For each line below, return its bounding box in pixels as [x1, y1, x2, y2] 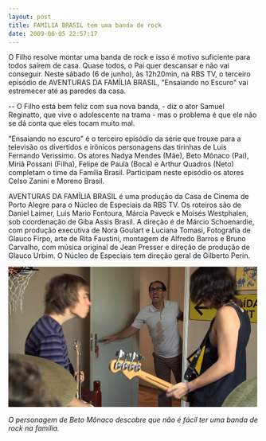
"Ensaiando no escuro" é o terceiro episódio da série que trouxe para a [8, 134, 241, 143]
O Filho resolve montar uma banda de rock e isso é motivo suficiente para [8, 53, 251, 62]
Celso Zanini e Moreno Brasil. [8, 176, 105, 186]
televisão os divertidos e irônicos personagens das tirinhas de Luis [8, 142, 227, 152]
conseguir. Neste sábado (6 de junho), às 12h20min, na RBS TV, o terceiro [8, 69, 251, 79]
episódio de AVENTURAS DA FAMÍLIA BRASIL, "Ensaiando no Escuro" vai [8, 78, 248, 88]
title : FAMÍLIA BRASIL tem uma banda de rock [8, 21, 162, 29]
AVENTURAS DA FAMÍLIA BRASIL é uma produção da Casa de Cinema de [8, 192, 249, 201]
